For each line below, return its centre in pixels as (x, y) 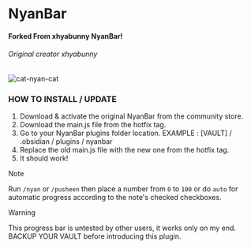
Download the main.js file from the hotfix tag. (93, 125)
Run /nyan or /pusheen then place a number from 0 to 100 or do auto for (123, 189)
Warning (22, 213)
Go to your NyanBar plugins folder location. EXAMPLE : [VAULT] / (126, 133)
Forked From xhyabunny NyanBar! (66, 36)
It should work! (44, 158)
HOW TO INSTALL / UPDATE (62, 99)
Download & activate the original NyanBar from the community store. (131, 116)
